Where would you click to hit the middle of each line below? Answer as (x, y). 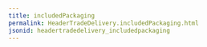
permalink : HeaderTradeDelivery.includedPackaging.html (103, 23)
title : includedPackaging (51, 16)
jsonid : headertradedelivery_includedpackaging (89, 30)
